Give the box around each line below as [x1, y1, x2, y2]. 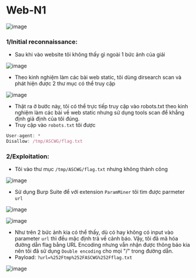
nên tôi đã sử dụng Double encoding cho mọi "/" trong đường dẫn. [14, 247, 174, 254]
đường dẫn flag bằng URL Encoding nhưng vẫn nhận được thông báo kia [14, 242, 190, 249]
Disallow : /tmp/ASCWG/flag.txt [6, 139, 83, 145]
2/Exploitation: [6, 152, 49, 160]
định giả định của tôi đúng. [14, 115, 80, 122]
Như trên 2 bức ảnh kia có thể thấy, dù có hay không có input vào [14, 229, 174, 236]
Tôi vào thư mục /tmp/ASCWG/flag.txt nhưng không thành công [14, 166, 168, 173]
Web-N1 [6, 4, 46, 17]
